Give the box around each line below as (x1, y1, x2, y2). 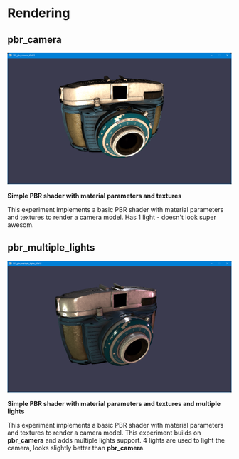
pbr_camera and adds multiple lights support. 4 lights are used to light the (7, 436, 225, 445)
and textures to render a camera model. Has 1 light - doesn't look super (7, 213, 217, 222)
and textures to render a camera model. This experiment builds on (7, 428, 201, 437)
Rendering (7, 5, 70, 21)
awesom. (7, 221, 34, 229)
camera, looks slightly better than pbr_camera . (7, 444, 145, 453)
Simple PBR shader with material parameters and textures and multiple (7, 400, 221, 408)
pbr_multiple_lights (7, 241, 95, 253)
